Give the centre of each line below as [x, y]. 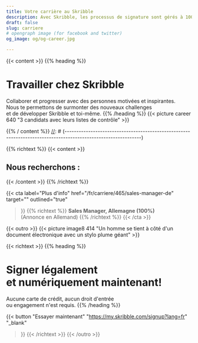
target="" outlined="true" [37, 199]
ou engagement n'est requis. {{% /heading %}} [63, 305]
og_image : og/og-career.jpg [41, 39]
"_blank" [16, 322]
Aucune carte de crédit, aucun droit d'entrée [60, 299]
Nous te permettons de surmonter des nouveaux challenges [79, 107]
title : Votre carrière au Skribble [50, 11]
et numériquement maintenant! [84, 282]
